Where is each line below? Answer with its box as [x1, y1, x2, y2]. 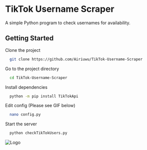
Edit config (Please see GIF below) [5, 103, 76, 109]
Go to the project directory [5, 66, 59, 72]
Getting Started [5, 34, 54, 42]
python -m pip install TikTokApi [9, 94, 79, 99]
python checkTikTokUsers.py [9, 131, 68, 136]
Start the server [5, 121, 37, 127]
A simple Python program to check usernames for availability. [5, 20, 131, 26]
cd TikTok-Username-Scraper [9, 75, 68, 80]
